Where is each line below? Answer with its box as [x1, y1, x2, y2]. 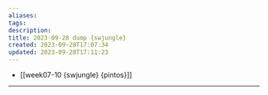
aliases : [8, 11, 37, 20]
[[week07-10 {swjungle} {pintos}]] [19, 70, 132, 79]
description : [8, 26, 52, 34]
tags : [8, 19, 26, 27]
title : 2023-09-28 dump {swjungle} [8, 33, 127, 42]
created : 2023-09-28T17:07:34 [8, 41, 109, 49]
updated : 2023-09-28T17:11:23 [8, 48, 109, 56]
